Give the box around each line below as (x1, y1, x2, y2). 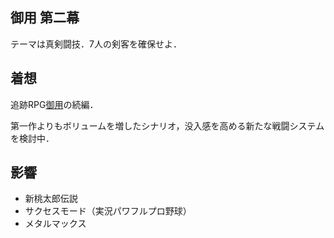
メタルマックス (24, 218, 87, 230)
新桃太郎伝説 (24, 193, 78, 205)
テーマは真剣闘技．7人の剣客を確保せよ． (10, 38, 182, 50)
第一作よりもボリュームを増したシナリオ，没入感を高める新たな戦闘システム (10, 119, 325, 132)
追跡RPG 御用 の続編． (10, 98, 99, 110)
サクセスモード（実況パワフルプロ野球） (24, 205, 192, 217)
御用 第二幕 (10, 9, 80, 27)
